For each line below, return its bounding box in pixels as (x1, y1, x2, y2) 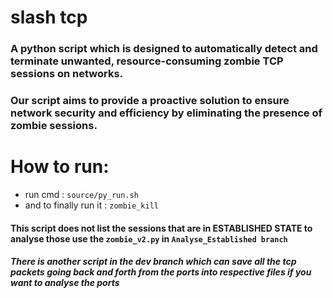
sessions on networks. (10, 67, 124, 81)
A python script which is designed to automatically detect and (10, 42, 318, 56)
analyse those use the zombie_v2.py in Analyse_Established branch (10, 232, 288, 245)
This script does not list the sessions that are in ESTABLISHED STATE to (10, 222, 313, 234)
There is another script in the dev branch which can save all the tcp (10, 256, 297, 268)
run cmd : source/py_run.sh (24, 188, 139, 200)
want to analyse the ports (10, 277, 120, 289)
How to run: (10, 156, 110, 178)
